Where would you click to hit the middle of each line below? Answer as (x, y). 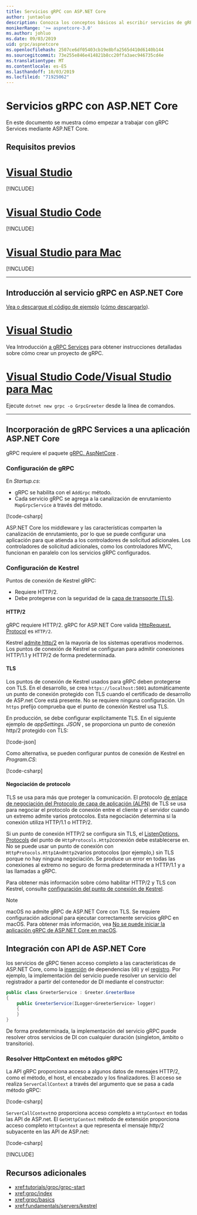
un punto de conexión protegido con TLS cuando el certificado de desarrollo (98, 694)
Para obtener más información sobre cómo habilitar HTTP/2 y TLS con (91, 882)
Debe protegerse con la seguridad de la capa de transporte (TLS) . (94, 598)
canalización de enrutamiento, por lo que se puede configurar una (86, 534)
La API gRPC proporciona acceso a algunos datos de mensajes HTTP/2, (93, 1072)
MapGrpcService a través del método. (58, 505)
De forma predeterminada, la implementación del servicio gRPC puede (91, 1031)
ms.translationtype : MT (35, 61)
